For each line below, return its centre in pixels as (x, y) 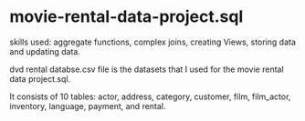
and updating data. (45, 51)
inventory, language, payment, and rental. (88, 106)
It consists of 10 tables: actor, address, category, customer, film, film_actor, (150, 96)
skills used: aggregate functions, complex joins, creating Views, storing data (153, 42)
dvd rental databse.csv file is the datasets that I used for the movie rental (147, 69)
